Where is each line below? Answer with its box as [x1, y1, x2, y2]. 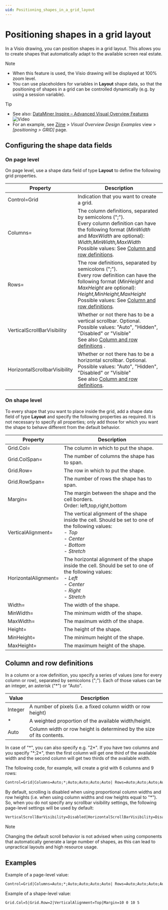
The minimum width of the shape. [63, 609, 142, 616]
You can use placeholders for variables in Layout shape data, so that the [12, 80, 162, 86]
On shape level [5, 397, 42, 404]
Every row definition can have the [77, 272, 156, 279]
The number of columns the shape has [63, 452, 155, 459]
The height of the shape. [63, 625, 121, 632]
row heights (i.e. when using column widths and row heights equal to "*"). [5, 794, 157, 800]
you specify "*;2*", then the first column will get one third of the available [5, 750, 156, 756]
